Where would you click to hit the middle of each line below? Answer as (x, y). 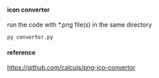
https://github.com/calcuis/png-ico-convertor (71, 68)
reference (21, 52)
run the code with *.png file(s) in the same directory (79, 25)
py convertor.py (30, 38)
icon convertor (28, 10)
